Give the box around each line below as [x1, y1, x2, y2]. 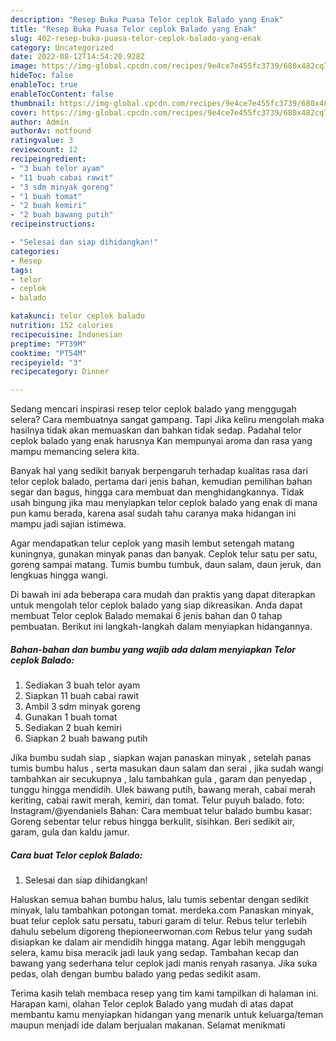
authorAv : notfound [10, 126, 92, 136]
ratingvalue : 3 [10, 136, 74, 146]
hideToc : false [10, 71, 74, 81]
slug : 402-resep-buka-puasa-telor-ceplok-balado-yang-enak [10, 33, 262, 43]
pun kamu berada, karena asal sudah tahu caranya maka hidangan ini [10, 507, 297, 520]
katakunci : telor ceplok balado [10, 311, 145, 321]
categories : [10, 246, 60, 256]
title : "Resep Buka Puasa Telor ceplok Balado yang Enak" [10, 24, 257, 34]
